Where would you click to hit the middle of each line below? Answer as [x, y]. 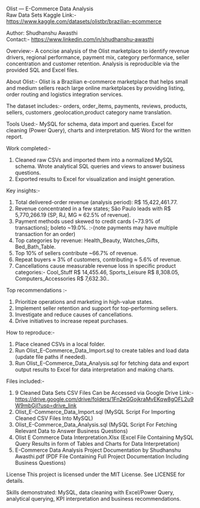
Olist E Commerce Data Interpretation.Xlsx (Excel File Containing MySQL [104, 437]
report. [15, 137]
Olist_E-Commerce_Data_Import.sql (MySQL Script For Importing [95, 412]
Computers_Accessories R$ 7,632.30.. [62, 279]
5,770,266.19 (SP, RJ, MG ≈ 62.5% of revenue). [73, 215]
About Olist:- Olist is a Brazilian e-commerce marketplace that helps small [97, 81]
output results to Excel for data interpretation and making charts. [95, 370]
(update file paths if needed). [51, 357]
